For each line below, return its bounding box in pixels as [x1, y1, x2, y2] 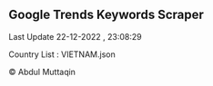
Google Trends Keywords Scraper [8, 7, 204, 23]
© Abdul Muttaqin [8, 66, 76, 77]
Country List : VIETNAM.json [8, 49, 116, 60]
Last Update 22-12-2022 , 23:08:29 [8, 31, 142, 42]
